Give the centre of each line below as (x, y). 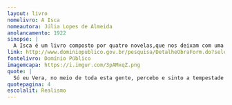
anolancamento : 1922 (37, 33)
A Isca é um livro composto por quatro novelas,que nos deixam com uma (119, 46)
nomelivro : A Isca (33, 20)
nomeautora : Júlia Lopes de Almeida (60, 26)
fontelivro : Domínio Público (49, 59)
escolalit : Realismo (37, 90)
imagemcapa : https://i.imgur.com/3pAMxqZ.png (74, 65)
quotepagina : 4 (29, 84)
